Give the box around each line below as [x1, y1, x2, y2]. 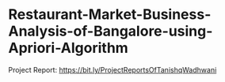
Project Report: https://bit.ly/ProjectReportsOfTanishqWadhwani [8, 65, 217, 74]
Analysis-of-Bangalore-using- [8, 22, 213, 40]
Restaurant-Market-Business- [8, 6, 212, 24]
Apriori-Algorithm [8, 39, 128, 57]
